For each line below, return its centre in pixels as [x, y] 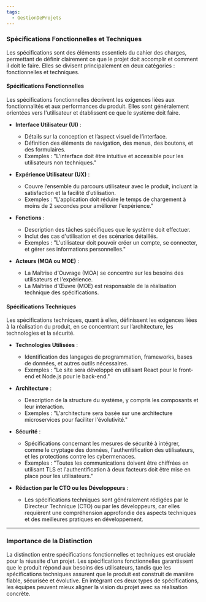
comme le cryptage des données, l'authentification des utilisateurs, [109, 450]
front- [186, 370]
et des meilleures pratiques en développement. [84, 519]
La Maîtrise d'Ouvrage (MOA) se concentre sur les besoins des [104, 273]
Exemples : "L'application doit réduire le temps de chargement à [105, 199]
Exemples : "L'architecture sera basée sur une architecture [98, 413]
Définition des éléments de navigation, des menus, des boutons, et [109, 143]
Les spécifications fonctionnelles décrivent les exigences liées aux [90, 100]
